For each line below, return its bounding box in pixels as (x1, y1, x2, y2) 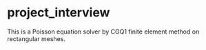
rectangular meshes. (7, 34, 65, 42)
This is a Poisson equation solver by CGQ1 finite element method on (7, 27, 200, 36)
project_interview (7, 5, 110, 21)
